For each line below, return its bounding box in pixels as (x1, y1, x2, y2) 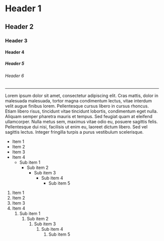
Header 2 (5, 23, 34, 31)
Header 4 (5, 49, 24, 55)
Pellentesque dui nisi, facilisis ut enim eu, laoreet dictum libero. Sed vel (5, 123, 148, 130)
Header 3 (5, 37, 28, 44)
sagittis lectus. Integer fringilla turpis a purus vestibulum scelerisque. (5, 129, 144, 135)
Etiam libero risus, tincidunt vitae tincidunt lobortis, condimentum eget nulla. (5, 108, 158, 114)
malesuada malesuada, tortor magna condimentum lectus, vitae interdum (5, 97, 152, 103)
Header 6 (5, 73, 24, 79)
